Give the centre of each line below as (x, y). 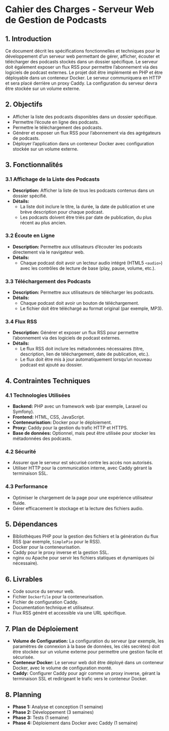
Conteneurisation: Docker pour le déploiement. (62, 422)
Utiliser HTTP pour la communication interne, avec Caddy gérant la (82, 468)
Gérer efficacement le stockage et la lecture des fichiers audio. (78, 508)
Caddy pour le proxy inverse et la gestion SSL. (61, 552)
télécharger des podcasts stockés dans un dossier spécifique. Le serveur (81, 62)
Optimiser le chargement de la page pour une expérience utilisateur (83, 498)
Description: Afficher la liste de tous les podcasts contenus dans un (83, 190)
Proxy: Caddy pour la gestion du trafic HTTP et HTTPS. (70, 428)
